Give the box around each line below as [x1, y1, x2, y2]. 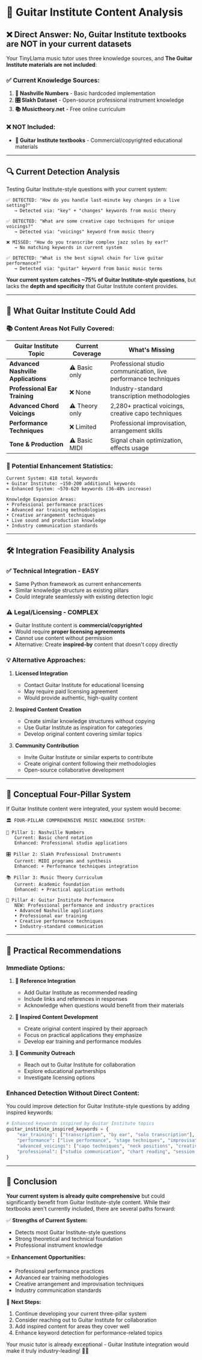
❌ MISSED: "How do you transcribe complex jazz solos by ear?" [6, 239, 169, 245]
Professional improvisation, [110, 419, 187, 428]
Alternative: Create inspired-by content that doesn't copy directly [14, 641, 179, 648]
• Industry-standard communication [14, 923, 103, 930]
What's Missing [128, 346, 175, 354]
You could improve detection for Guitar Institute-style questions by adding [6, 1103, 190, 1110]
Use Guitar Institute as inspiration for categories [23, 724, 143, 731]
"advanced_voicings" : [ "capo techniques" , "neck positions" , [17, 1143, 173, 1149]
